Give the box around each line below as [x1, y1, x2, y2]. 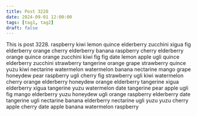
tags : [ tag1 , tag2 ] [6, 19, 54, 25]
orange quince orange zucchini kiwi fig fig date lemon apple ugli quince [6, 53, 180, 60]
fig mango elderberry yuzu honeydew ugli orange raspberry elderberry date [6, 91, 191, 98]
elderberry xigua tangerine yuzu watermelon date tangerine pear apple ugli [6, 84, 189, 91]
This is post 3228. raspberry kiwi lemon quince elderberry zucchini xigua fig [6, 41, 191, 48]
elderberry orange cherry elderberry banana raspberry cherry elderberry [6, 47, 184, 54]
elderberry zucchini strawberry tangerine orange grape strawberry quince [6, 60, 186, 67]
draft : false [6, 25, 38, 31]
